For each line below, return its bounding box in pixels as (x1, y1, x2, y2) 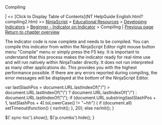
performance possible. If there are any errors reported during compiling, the (5, 70, 158, 75)
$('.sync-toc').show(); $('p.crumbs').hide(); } (5, 115, 95, 120)
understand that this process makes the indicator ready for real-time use (5, 54, 151, 60)
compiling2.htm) (5, 19, 38, 24)
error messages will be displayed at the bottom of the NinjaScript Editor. (5, 75, 149, 81)
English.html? (116, 14, 144, 19)
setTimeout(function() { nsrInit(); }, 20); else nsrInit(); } (5, 105, 114, 111)
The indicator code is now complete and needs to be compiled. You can (5, 39, 149, 44)
